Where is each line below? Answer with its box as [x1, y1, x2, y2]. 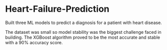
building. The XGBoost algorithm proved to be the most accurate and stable [5, 34, 161, 40]
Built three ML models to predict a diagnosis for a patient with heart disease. [5, 20, 162, 25]
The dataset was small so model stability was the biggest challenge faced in [5, 29, 162, 35]
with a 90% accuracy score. [5, 39, 63, 45]
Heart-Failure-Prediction [5, 3, 110, 15]
